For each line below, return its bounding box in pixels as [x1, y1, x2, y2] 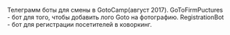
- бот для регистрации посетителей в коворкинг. [7, 21, 152, 28]
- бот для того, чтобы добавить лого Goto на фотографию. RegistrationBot [7, 13, 224, 21]
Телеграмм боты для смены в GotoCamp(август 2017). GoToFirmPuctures [7, 6, 224, 14]
